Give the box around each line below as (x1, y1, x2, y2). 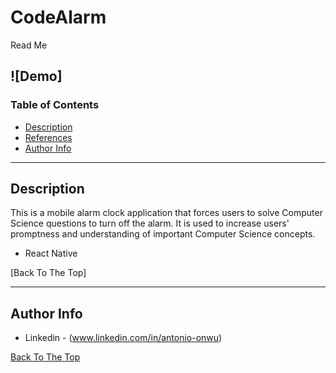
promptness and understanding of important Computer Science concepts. (10, 228, 316, 240)
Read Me (10, 39, 48, 51)
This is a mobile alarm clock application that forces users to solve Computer (10, 207, 323, 219)
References (24, 131, 73, 143)
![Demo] (10, 68, 63, 85)
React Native (24, 247, 78, 260)
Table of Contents (10, 98, 100, 112)
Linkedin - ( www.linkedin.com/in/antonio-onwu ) (24, 332, 223, 344)
